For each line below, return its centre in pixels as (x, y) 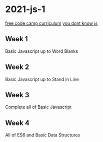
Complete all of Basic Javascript (38, 107)
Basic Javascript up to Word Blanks (42, 51)
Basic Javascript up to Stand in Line (42, 79)
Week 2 (17, 67)
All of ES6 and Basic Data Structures (43, 135)
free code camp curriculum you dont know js (51, 23)
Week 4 (17, 123)
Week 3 (17, 95)
